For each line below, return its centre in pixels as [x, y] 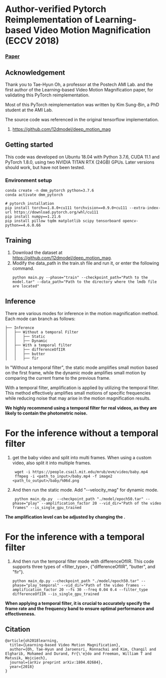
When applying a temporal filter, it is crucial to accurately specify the [78, 603]
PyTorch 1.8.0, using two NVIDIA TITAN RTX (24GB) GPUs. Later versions [80, 162]
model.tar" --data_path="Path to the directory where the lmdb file [84, 282]
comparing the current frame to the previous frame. [58, 378]
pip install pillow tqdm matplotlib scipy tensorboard [63, 221]
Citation [18, 629]
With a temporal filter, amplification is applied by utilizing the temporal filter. [82, 387]
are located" [26, 286]
